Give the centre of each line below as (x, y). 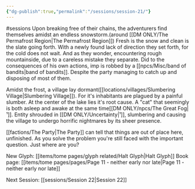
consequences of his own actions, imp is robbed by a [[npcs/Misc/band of (96, 66)
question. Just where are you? (43, 144)
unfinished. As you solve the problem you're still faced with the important (95, 138)
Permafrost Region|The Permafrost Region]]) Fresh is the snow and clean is (97, 41)
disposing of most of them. (39, 78)
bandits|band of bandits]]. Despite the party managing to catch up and (92, 72)
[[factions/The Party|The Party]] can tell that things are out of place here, (95, 132)
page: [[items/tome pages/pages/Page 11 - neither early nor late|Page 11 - (95, 162)
